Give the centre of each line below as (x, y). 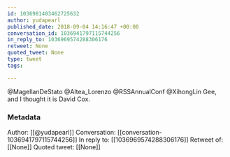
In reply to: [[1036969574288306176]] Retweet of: (151, 140)
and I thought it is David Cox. (49, 99)
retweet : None (28, 46)
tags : (15, 66)
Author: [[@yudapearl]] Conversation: (62, 132)
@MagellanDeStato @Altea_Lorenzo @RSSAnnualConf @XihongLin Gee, (112, 91)
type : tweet (24, 59)
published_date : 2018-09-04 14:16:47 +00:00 (73, 27)
